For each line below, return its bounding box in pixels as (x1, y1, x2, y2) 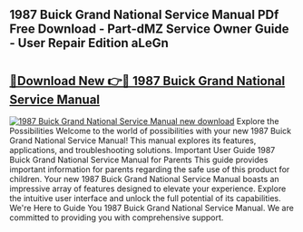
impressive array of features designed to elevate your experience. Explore (9, 183, 287, 194)
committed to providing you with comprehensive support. (9, 212, 224, 223)
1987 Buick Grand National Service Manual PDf (9, 7, 279, 23)
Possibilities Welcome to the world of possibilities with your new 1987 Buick (9, 126, 292, 136)
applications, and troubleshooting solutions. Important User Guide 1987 (9, 145, 276, 155)
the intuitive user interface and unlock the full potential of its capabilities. (9, 193, 281, 203)
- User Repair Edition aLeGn (9, 35, 170, 51)
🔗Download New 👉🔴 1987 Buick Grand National (9, 72, 286, 89)
